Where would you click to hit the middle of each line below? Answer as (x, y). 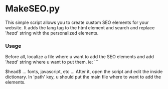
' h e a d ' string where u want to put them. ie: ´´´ (52, 62)
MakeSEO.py (33, 9)
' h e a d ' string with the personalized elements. (52, 33)
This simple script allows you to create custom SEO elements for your (77, 22)
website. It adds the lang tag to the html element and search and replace (80, 27)
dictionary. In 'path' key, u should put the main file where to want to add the (83, 77)
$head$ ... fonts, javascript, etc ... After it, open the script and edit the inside (84, 72)
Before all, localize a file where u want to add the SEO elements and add (80, 57)
